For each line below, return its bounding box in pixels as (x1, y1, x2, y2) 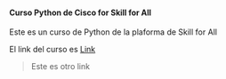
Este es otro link (30, 61, 91, 72)
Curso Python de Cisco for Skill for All (9, 7, 152, 18)
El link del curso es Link (9, 44, 96, 55)
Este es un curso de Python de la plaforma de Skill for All (9, 27, 218, 37)
